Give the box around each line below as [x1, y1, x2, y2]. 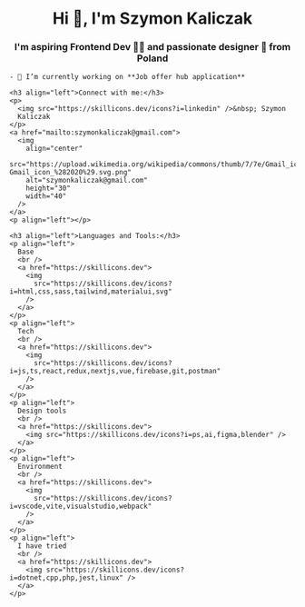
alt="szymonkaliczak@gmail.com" [25, 176, 148, 185]
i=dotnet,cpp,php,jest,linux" [9, 573, 124, 582]
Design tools [17, 406, 67, 416]
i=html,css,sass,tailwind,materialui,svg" [9, 287, 172, 296]
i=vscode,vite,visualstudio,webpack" [9, 502, 152, 512]
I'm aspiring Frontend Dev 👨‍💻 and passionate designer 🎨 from [14, 41, 291, 54]
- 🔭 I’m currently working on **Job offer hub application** [9, 73, 246, 82]
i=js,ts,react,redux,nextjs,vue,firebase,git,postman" [9, 367, 221, 376]
